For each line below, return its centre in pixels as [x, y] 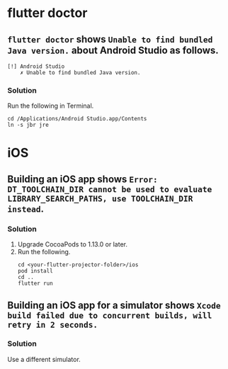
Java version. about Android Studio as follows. [113, 50]
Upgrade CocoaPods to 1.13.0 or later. [73, 244]
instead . [26, 209]
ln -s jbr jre [28, 125]
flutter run [35, 284]
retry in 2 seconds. [53, 325]
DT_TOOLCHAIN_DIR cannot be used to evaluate [110, 189]
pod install [35, 271]
